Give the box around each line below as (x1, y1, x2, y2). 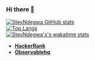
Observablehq (14, 49, 51, 56)
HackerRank (14, 42, 46, 49)
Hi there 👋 (6, 5, 35, 13)
